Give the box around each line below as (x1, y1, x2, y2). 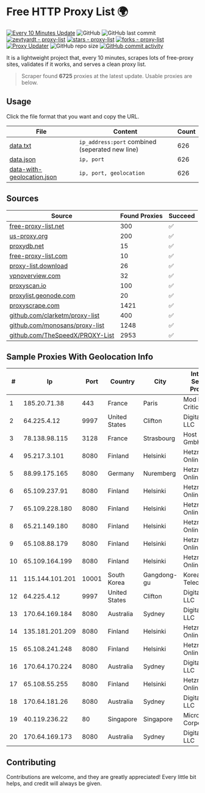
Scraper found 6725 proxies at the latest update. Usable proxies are (21, 72, 192, 79)
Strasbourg (143, 434, 176, 443)
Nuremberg (143, 469, 176, 478)
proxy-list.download (9, 261, 68, 270)
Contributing (6, 757, 56, 767)
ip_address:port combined (79, 137, 157, 146)
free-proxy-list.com (9, 252, 68, 260)
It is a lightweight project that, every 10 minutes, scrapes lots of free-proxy (6, 54, 194, 61)
